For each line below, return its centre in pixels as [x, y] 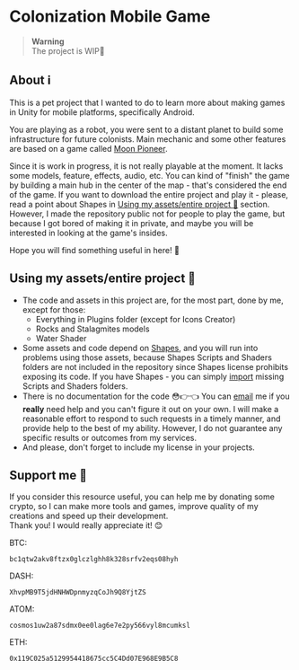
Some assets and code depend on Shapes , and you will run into [140, 348]
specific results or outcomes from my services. [110, 437]
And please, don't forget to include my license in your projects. [139, 447]
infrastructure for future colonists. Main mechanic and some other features [148, 139]
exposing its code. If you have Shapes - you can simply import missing [153, 376]
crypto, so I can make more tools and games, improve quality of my [134, 507]
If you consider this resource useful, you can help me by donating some [142, 497]
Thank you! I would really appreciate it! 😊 [86, 525]
